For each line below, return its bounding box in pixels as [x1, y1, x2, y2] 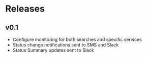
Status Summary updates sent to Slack [12, 47, 94, 53]
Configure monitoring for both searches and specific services [12, 36, 142, 42]
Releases [5, 3, 45, 15]
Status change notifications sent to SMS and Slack [12, 42, 119, 48]
